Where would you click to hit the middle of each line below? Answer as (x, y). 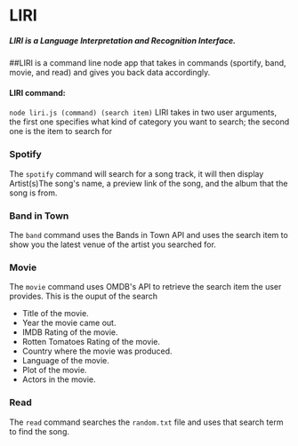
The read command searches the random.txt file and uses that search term (146, 422)
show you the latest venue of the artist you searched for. (113, 244)
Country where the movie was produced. (97, 351)
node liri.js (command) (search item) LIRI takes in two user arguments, (143, 113)
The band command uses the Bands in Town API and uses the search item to (149, 235)
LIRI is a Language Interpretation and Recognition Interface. (123, 40)
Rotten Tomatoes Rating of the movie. (91, 342)
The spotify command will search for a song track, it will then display (137, 173)
